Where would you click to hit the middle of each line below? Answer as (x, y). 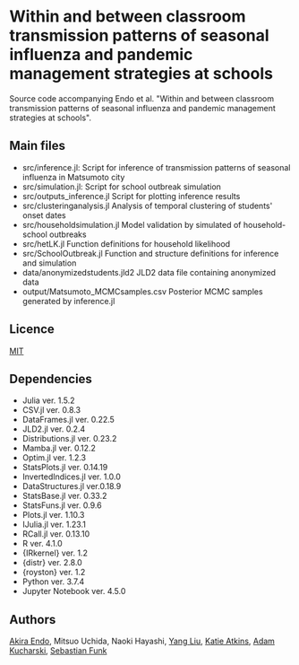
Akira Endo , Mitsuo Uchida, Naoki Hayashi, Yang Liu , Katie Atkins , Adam (142, 641)
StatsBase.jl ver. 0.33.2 (64, 496)
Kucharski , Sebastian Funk (58, 651)
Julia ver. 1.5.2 (48, 400)
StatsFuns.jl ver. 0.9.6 (62, 505)
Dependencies (51, 379)
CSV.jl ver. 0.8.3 (51, 410)
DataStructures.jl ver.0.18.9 (72, 486)
